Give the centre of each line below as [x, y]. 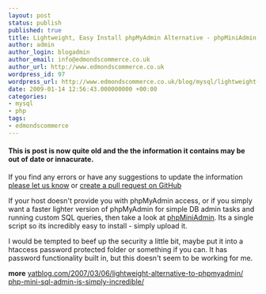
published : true [35, 30]
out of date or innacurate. [51, 160]
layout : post [30, 15]
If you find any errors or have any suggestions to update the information [125, 177]
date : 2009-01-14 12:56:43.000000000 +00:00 [83, 89]
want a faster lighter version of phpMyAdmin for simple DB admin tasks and [131, 209]
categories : [28, 96]
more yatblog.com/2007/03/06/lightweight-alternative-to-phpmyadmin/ [126, 273]
